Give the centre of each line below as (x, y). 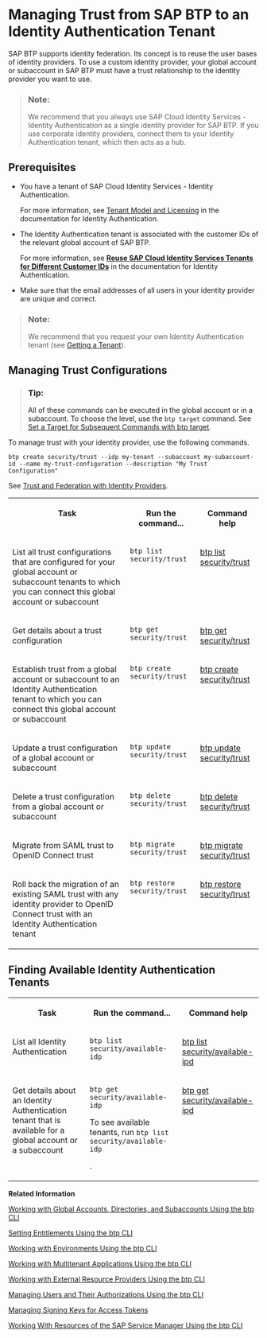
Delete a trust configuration (64, 797)
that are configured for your (64, 562)
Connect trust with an (52, 914)
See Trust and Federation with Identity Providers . (88, 486)
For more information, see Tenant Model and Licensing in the (120, 210)
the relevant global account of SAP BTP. (85, 243)
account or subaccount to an (66, 679)
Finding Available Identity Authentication (112, 970)
